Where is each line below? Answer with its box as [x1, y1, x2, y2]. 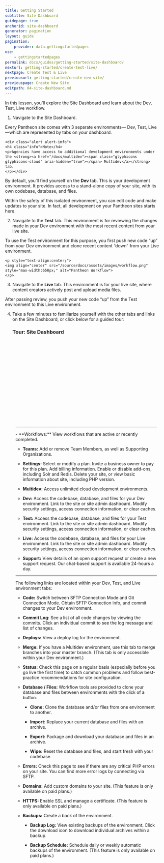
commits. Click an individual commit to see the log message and [23, 620, 153, 625]
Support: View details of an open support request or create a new [23, 555, 157, 561]
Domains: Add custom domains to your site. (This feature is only [23, 783, 154, 789]
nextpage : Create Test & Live [5, 70, 67, 75]
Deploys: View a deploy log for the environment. [23, 634, 121, 640]
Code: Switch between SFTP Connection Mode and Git [23, 595, 134, 600]
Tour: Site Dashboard [12, 328, 64, 335]
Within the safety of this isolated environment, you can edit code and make [5, 197, 157, 204]
